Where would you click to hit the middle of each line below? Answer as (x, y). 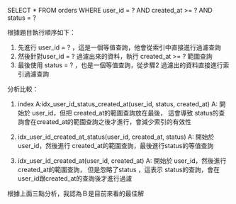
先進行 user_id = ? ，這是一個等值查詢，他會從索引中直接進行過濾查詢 (119, 47)
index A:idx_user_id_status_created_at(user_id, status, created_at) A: (118, 104)
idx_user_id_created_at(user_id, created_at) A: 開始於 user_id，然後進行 (122, 161)
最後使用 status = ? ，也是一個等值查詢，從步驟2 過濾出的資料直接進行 (120, 65)
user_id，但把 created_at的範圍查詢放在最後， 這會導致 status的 (125, 113)
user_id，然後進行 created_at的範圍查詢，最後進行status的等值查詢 (116, 146)
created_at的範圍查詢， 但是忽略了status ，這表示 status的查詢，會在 (119, 170)
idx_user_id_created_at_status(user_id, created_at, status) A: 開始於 (116, 137)
